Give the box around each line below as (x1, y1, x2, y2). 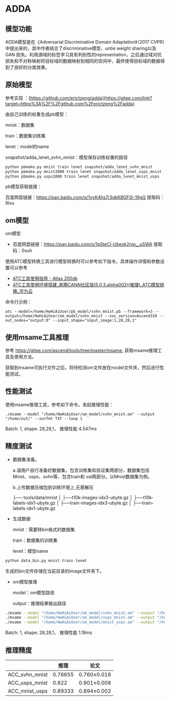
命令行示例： (5, 299, 32, 305)
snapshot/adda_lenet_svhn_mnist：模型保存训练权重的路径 (5, 154, 128, 160)
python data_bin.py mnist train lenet (5, 558, 87, 563)
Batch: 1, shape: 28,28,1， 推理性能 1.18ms (5, 629, 93, 636)
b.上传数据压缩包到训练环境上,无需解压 (12, 484, 94, 490)
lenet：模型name (12, 548, 48, 554)
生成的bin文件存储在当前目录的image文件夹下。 (5, 568, 105, 574)
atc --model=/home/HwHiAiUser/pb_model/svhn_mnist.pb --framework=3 (5, 309, 153, 314)
